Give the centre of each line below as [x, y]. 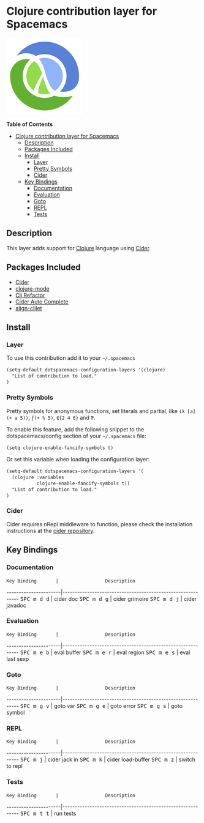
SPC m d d [35, 599]
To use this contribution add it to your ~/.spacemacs [71, 358]
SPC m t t [35, 813]
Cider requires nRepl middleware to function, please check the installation [100, 524]
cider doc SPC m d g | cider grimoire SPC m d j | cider [126, 598]
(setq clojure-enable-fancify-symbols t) [60, 448]
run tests [65, 813]
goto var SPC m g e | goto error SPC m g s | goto [118, 706]
